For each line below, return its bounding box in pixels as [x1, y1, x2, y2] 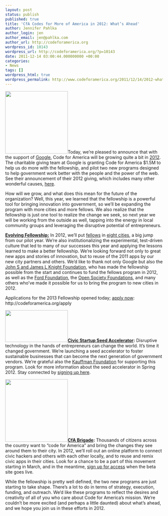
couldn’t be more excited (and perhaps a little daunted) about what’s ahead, [5, 499, 161, 505]
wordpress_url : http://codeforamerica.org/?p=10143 [5, 49, 115, 54]
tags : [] [5, 68, 23, 73]
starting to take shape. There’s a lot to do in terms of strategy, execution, [5, 483, 155, 490]
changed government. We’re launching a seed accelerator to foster [5, 348, 143, 354]
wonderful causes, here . [5, 180, 55, 186]
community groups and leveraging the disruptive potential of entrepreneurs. [5, 222, 161, 228]
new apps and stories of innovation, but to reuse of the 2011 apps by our [5, 253, 154, 259]
